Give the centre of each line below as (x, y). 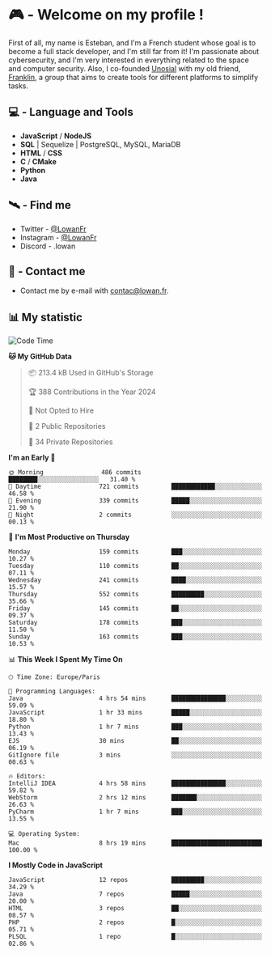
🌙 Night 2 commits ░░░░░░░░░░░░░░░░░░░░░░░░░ (135, 515)
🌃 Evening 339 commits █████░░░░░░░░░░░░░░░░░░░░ (135, 501)
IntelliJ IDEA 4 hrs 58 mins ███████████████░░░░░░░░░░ (135, 784)
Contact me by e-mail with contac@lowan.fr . (94, 290)
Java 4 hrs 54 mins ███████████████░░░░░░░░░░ (135, 699)
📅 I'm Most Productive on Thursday (69, 537)
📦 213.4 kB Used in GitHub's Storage (91, 373)
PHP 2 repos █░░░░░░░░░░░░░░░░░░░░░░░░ (135, 922)
